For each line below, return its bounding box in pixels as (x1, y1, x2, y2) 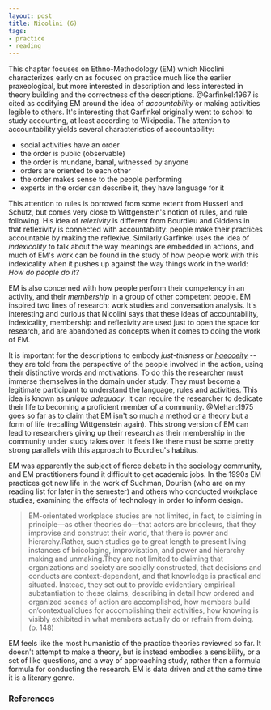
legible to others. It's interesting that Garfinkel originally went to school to (8, 107, 253, 117)
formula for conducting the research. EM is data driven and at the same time (8, 665, 263, 674)
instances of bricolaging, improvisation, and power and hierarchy (28, 546, 245, 555)
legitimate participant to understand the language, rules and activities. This (8, 385, 258, 395)
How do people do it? (8, 268, 79, 278)
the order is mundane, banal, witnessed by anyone (19, 157, 189, 167)
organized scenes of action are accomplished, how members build (28, 597, 251, 607)
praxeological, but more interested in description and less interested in (8, 82, 244, 91)
